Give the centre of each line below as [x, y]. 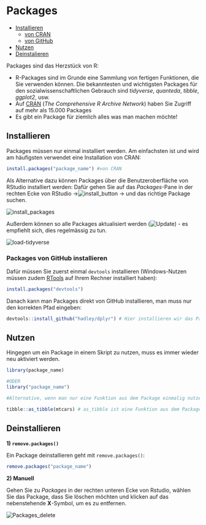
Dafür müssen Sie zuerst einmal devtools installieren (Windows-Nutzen [97, 271]
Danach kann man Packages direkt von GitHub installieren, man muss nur [99, 301]
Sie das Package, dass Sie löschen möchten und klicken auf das [87, 496]
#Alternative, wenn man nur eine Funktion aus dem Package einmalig [96, 399]
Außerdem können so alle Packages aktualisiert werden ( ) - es [97, 224]
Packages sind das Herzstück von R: [53, 66]
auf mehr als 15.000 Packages [53, 110]
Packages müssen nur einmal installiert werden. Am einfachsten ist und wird [103, 150]
